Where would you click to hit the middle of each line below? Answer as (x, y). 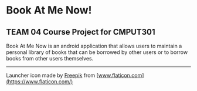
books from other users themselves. (50, 58)
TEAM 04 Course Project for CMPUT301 (81, 32)
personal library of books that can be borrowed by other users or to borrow (97, 52)
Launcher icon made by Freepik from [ (52, 75)
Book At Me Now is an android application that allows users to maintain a (94, 46)
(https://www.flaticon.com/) (40, 82)
